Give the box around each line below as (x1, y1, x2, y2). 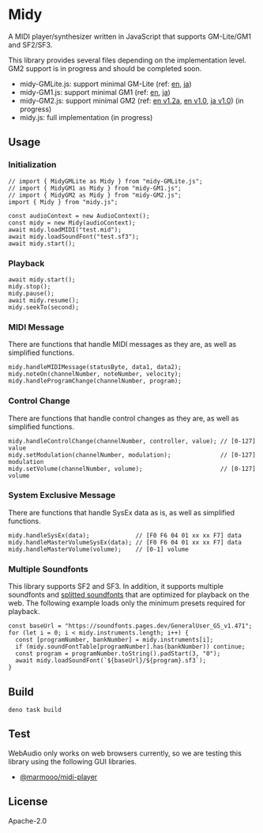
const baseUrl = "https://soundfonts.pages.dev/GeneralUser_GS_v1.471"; (8, 622, 253, 630)
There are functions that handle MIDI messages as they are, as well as (8, 340, 237, 349)
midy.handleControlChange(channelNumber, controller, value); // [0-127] (8, 437, 257, 445)
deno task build (8, 706, 62, 714)
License (8, 795, 48, 808)
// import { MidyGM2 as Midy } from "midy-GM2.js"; (8, 191, 182, 199)
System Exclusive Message (8, 490, 116, 501)
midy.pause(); (8, 289, 55, 297)
